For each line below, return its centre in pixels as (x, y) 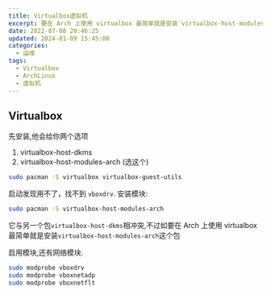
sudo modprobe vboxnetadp (52, 275)
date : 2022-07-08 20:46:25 (54, 31)
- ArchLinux (36, 76)
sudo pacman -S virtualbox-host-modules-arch (86, 209)
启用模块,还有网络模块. (46, 253)
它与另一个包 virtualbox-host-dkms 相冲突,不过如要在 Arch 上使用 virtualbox (133, 226)
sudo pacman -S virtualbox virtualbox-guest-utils (95, 177)
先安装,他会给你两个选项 (48, 136)
